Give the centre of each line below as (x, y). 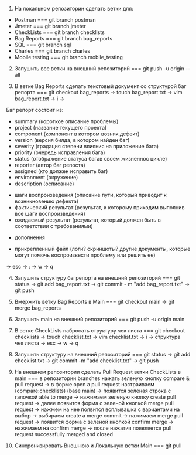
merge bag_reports (38, 308)
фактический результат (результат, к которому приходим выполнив (99, 207)
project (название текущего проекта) (61, 128)
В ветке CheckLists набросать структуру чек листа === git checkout (100, 330)
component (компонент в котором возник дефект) (77, 134)
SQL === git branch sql (43, 45)
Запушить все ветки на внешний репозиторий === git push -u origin (99, 69)
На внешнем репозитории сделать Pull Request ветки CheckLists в (98, 372)
